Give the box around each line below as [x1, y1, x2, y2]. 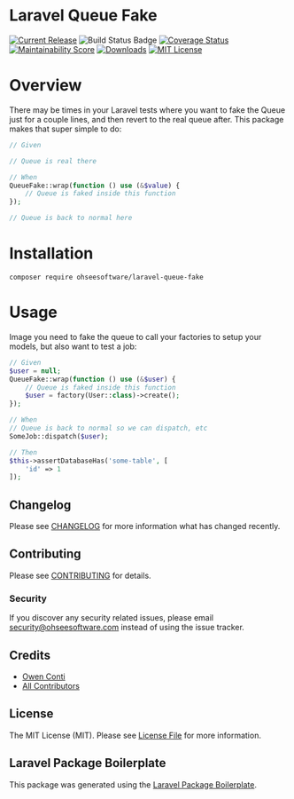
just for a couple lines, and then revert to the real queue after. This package [9, 114, 284, 124]
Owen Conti [21, 671, 66, 682]
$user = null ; [9, 366, 62, 376]
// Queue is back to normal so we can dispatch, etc [9, 423, 208, 432]
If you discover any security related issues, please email [9, 613, 214, 623]
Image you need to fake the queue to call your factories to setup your [9, 331, 262, 342]
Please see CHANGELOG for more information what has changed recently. [9, 521, 281, 532]
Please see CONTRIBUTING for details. [9, 570, 152, 581]
